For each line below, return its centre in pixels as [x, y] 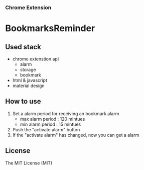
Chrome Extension [28, 8]
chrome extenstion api [36, 59]
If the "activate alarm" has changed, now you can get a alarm [76, 135]
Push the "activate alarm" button [46, 129]
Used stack [23, 47]
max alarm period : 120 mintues [52, 119]
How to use [23, 101]
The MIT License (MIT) [29, 163]
